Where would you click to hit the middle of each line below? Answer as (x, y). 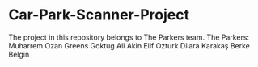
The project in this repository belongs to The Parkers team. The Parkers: (129, 37)
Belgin (19, 54)
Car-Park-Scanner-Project (99, 15)
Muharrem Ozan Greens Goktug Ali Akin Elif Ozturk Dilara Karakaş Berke (129, 45)
